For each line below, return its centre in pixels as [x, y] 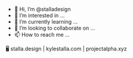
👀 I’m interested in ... [39, 15]
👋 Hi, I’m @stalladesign [42, 9]
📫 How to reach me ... [42, 35]
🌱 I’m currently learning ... [46, 22]
